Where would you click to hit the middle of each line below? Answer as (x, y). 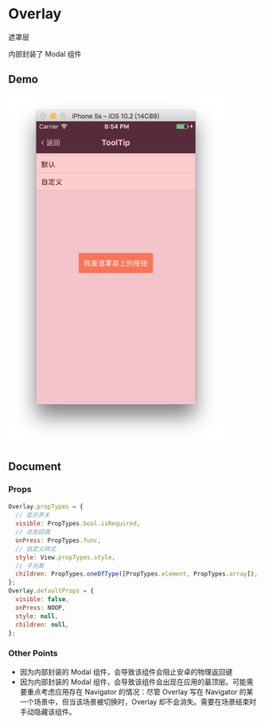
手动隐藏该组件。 (48, 711)
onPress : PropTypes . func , (58, 540)
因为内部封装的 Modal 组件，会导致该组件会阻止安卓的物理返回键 (126, 671)
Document (35, 467)
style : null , (37, 616)
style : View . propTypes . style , (65, 557)
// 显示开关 (33, 515)
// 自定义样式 (36, 549)
